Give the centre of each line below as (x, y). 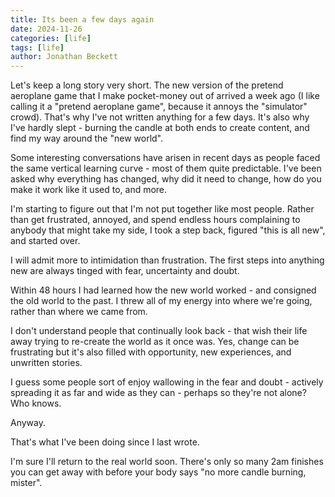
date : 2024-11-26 (46, 29)
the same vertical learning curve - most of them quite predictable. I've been (166, 168)
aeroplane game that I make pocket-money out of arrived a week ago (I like (165, 96)
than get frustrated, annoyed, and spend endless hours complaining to (155, 220)
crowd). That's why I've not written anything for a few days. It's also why (160, 117)
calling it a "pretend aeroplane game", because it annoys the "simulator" (159, 107)
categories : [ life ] (51, 38)
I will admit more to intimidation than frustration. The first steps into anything (167, 260)
